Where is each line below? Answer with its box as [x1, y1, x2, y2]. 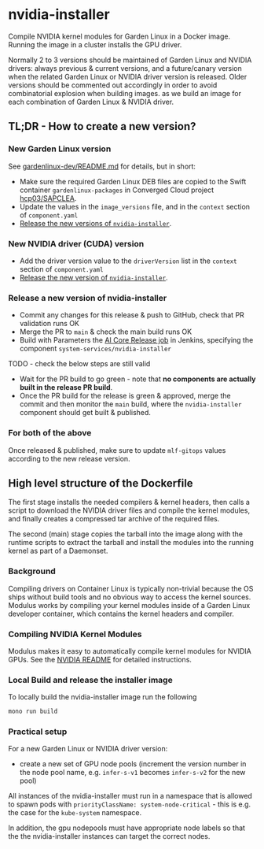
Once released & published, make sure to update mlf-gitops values [8, 445, 226, 454]
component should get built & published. [19, 408, 152, 417]
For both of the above [8, 428, 92, 439]
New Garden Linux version [8, 143, 112, 154]
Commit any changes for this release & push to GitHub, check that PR [19, 310, 245, 320]
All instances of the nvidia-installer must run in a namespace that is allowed [8, 792, 253, 801]
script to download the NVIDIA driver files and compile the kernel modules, [8, 506, 250, 515]
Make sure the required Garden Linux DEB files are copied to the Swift [19, 176, 247, 186]
